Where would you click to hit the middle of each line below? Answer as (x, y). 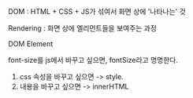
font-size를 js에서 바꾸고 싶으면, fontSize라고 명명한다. (93, 60)
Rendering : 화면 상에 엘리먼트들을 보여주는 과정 (83, 28)
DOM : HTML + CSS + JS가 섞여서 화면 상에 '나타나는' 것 (97, 11)
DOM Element (31, 44)
